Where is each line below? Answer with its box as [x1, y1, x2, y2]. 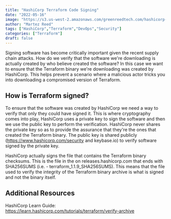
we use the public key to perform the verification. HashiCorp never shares [5, 121, 160, 127]
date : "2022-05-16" [5, 12, 47, 17]
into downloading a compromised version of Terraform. [5, 77, 121, 83]
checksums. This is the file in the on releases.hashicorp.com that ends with [5, 158, 163, 164]
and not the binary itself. [5, 174, 56, 180]
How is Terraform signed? [5, 91, 89, 100]
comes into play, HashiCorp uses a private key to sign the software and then [5, 115, 165, 122]
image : [5, 17, 19, 22]
